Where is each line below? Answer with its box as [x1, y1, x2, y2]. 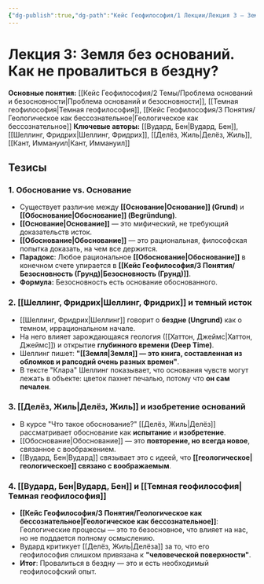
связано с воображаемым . [78, 461, 171, 470]
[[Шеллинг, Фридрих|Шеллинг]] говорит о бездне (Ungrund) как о [19, 315, 242, 325]
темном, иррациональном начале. [19, 323, 136, 332]
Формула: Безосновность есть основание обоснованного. [19, 277, 218, 287]
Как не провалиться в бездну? [8, 62, 219, 79]
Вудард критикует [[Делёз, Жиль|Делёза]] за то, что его [19, 542, 210, 551]
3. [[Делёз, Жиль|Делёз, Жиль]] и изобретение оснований [8, 402, 246, 413]
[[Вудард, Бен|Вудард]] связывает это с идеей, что [19, 453, 192, 462]
